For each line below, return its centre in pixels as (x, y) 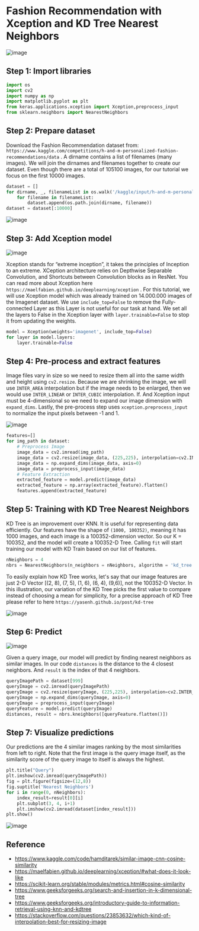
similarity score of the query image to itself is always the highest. (85, 760)
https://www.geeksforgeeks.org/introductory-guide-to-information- (97, 903)
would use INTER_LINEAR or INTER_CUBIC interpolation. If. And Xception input (98, 394)
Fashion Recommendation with (84, 11)
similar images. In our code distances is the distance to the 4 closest (90, 664)
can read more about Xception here (49, 283)
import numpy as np (30, 96)
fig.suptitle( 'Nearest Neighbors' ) (50, 787)
